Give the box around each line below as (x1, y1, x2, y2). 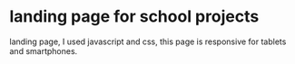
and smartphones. (9, 45, 78, 56)
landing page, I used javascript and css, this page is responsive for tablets (9, 36, 287, 47)
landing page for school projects (9, 6, 260, 27)
